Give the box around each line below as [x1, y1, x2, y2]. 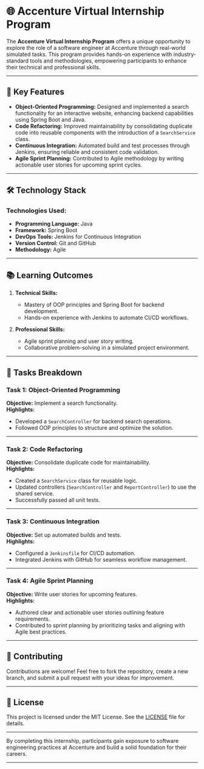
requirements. [15, 615, 50, 622]
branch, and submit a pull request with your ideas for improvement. [6, 674, 175, 681]
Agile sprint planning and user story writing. [24, 337, 134, 345]
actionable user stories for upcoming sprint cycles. [15, 161, 143, 168]
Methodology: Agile [15, 246, 66, 253]
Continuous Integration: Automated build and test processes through [15, 142, 190, 149]
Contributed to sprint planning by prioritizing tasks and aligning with [15, 621, 185, 629]
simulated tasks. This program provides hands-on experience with [6, 50, 172, 58]
